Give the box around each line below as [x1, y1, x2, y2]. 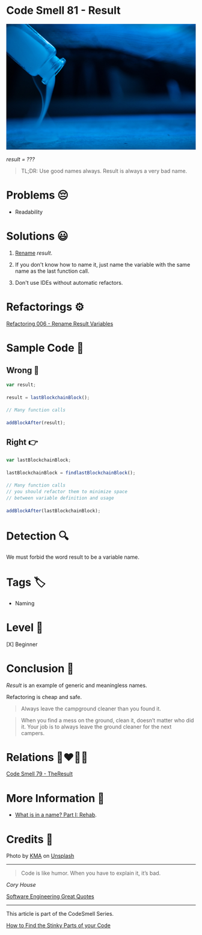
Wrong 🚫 [6, 365, 40, 375]
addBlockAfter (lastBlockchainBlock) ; [6, 508, 101, 514]
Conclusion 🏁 [6, 662, 74, 675]
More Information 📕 [6, 791, 105, 805]
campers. [20, 729, 45, 736]
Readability [14, 208, 43, 216]
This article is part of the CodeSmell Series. [6, 910, 114, 918]
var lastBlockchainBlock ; [6, 457, 71, 463]
